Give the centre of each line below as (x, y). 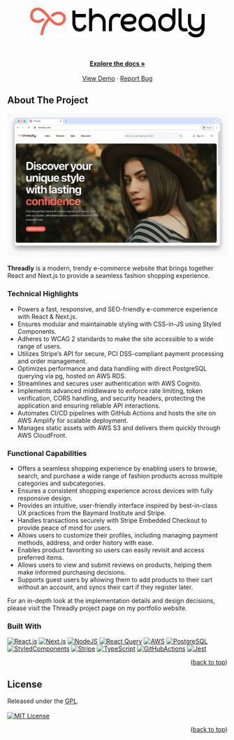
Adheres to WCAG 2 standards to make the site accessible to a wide (116, 339)
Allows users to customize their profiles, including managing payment (117, 535)
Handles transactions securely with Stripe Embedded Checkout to (112, 521)
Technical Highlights (43, 294)
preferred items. (41, 558)
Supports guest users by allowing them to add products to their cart (115, 580)
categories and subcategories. (61, 483)
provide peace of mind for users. (65, 528)
